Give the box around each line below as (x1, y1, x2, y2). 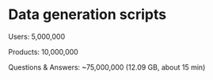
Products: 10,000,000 (8, 47, 79, 56)
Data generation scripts (8, 6, 167, 24)
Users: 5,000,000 (8, 32, 66, 41)
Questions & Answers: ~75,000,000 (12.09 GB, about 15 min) (8, 62, 206, 72)
